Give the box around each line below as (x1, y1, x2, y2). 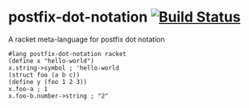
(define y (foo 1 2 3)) (8, 78, 88, 86)
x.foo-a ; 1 (8, 85, 48, 93)
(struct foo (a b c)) (8, 70, 81, 79)
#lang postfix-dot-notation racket (8, 50, 127, 58)
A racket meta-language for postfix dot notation (8, 34, 165, 44)
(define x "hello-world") (8, 57, 94, 65)
